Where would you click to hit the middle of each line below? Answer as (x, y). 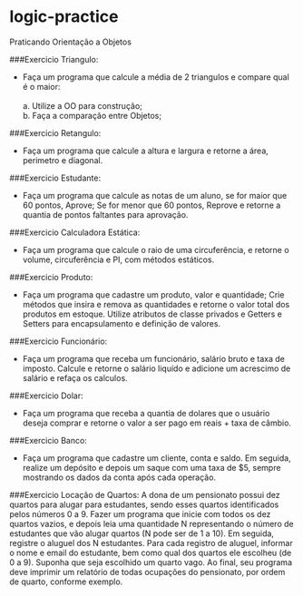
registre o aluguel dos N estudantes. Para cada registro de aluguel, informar (151, 542)
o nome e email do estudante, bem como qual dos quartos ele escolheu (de (151, 552)
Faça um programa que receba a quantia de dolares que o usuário (146, 413)
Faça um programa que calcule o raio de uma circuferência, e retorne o (156, 249)
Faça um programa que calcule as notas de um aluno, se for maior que (155, 195)
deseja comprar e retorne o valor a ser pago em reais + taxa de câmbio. (157, 423)
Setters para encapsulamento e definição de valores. (121, 323)
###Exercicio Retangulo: (55, 132)
